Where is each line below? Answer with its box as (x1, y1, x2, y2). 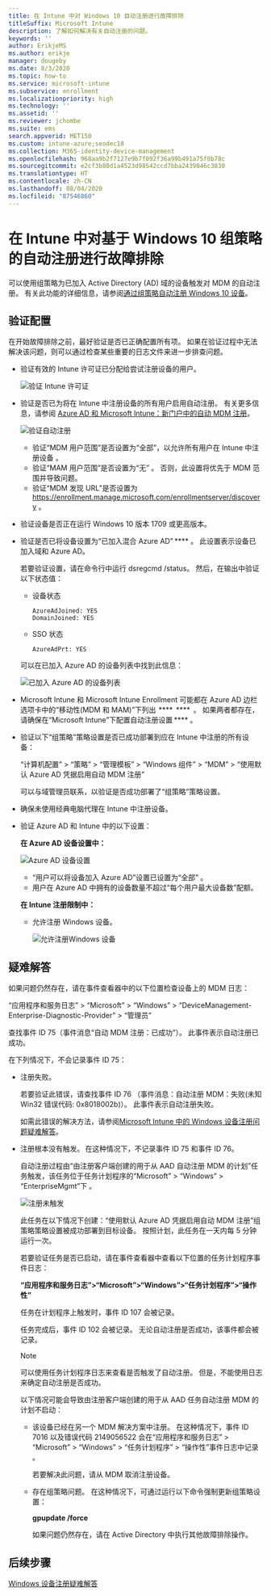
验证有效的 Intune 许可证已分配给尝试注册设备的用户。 (19, 364, 201, 374)
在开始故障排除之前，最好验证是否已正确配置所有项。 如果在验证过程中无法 (8, 337, 258, 347)
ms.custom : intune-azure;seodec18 (8, 139, 125, 148)
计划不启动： (19, 1405, 63, 1415)
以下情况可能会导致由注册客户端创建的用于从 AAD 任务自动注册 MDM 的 (19, 1395, 260, 1404)
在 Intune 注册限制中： (19, 900, 95, 910)
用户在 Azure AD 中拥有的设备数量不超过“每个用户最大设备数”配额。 (31, 882, 258, 893)
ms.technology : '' (8, 102, 70, 110)
